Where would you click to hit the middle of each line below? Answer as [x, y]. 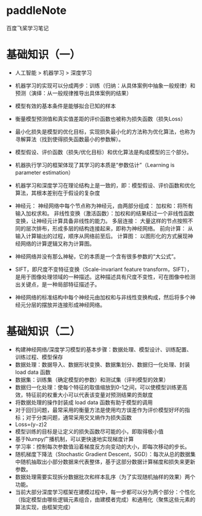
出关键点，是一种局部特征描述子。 [57, 284]
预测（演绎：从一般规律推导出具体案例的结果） [73, 93]
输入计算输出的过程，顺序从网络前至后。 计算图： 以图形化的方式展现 [101, 236]
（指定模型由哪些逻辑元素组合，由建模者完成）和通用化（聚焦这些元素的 [105, 499]
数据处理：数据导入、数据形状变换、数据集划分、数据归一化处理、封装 [103, 364]
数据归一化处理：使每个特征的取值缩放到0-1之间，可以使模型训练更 [99, 387]
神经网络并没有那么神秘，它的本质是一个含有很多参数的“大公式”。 [97, 256]
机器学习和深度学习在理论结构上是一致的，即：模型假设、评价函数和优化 [105, 185]
